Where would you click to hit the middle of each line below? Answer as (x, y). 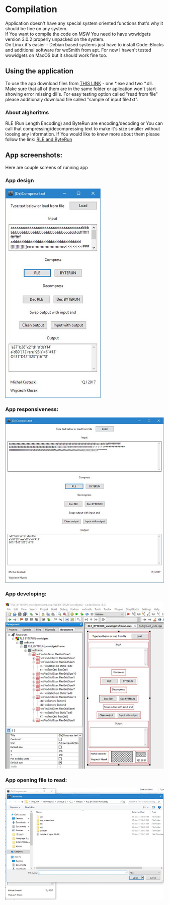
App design (20, 180)
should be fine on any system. (36, 28)
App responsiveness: (32, 409)
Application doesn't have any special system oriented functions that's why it (84, 23)
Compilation (31, 9)
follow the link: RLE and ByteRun (39, 140)
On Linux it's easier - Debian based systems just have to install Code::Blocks (85, 44)
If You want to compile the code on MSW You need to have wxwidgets (78, 34)
